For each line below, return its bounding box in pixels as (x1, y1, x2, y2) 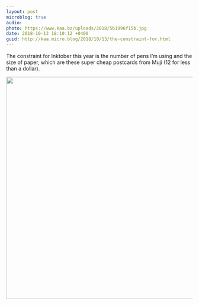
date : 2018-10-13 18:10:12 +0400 (6, 31, 89, 37)
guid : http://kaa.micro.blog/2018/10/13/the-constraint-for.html (6, 36, 171, 42)
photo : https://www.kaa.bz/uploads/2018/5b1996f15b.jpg (6, 25, 147, 31)
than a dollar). (6, 65, 40, 72)
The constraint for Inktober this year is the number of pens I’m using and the (6, 53, 192, 59)
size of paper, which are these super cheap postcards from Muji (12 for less (6, 59, 191, 66)
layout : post (6, 8, 38, 15)
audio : (6, 20, 23, 25)
